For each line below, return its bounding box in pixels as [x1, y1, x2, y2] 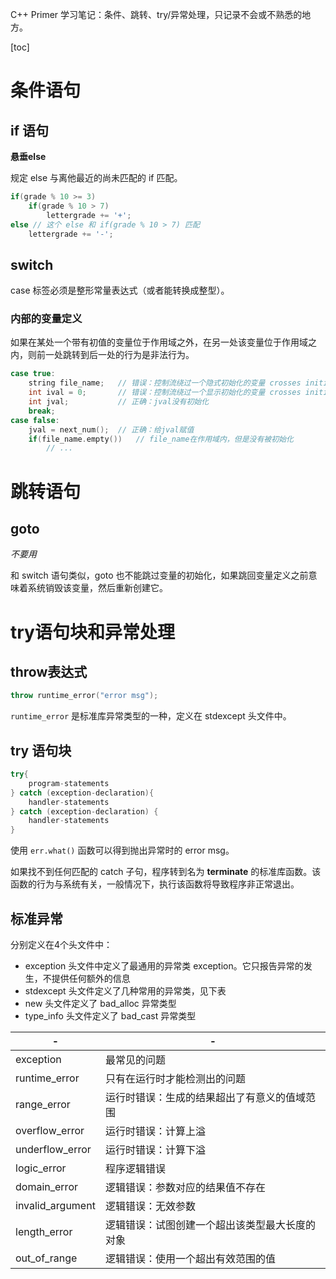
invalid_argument [15, 1198, 96, 1212]
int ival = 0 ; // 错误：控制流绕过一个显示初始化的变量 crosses [28, 388, 302, 398]
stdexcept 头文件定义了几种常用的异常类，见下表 [24, 984, 227, 997]
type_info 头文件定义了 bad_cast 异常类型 [24, 1009, 197, 1022]
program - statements [28, 778, 110, 788]
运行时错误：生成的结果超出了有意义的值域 [104, 1090, 306, 1104]
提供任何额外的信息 [51, 972, 131, 984]
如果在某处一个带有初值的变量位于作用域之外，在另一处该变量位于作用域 [10, 336, 308, 348]
